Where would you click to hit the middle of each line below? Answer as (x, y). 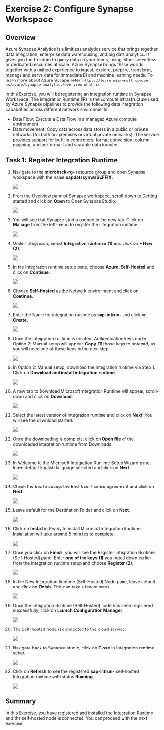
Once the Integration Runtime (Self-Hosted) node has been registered (83, 605)
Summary (21, 701)
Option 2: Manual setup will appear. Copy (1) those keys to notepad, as (84, 344)
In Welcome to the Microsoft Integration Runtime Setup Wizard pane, (82, 463)
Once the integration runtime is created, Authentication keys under (80, 338)
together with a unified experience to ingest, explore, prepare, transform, (79, 70)
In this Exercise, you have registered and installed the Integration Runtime (79, 713)
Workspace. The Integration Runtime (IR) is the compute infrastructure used (82, 99)
